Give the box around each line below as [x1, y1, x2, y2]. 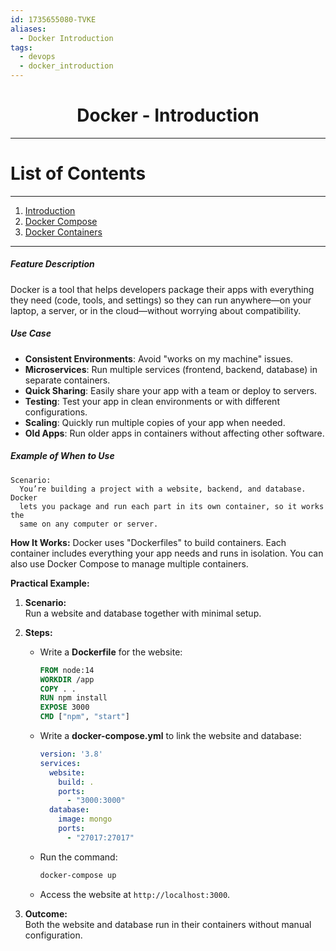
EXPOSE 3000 [39, 702, 90, 713]
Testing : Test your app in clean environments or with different [24, 395, 280, 407]
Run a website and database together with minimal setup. [24, 607, 262, 619]
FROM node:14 [39, 665, 95, 675]
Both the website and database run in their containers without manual [24, 918, 312, 930]
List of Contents [10, 162, 147, 185]
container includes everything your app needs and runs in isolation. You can [10, 547, 324, 559]
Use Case [10, 327, 52, 340]
